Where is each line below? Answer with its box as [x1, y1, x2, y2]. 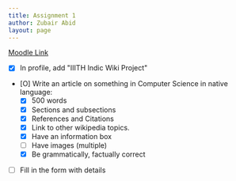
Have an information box [31, 131, 112, 141]
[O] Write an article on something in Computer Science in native [19, 79, 228, 89]
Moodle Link [8, 48, 49, 58]
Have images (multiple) [31, 140, 108, 150]
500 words [31, 96, 67, 105]
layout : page [8, 26, 51, 34]
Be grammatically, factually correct [31, 149, 146, 159]
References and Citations [31, 114, 115, 123]
